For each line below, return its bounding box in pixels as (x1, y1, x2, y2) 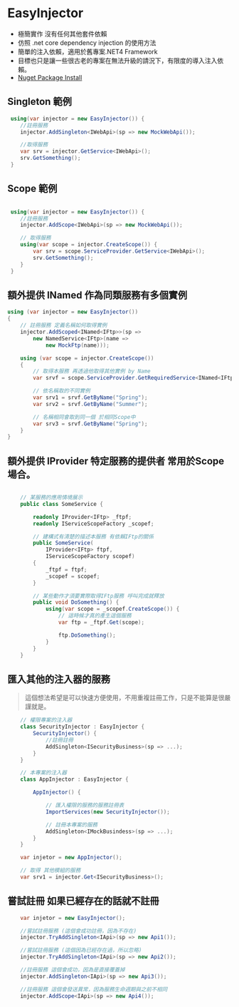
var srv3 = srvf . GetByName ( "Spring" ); (33, 420, 148, 427)
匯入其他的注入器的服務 (7, 673, 110, 685)
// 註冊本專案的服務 (45, 821, 98, 829)
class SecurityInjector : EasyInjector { (20, 723, 144, 731)
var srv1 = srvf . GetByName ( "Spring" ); (33, 394, 148, 401)
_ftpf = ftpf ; (45, 566, 87, 573)
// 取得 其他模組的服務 (20, 867, 81, 874)
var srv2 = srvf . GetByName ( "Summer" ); (33, 400, 148, 408)
